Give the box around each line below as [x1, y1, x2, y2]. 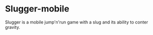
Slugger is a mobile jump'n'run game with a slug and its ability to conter [5, 19, 148, 25]
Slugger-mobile [5, 3, 69, 14]
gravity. [5, 24, 20, 30]
